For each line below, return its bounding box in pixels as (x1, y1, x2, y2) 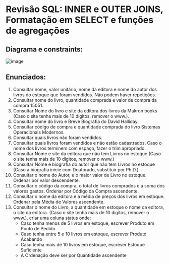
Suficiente (20, 247, 42, 253)
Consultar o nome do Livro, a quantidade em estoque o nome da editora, (13, 204, 164, 210)
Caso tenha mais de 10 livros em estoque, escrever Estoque (20, 241, 145, 247)
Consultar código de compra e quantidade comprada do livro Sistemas (13, 123, 160, 129)
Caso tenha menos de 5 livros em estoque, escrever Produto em (20, 220, 154, 226)
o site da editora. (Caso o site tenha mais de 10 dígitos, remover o (13, 209, 149, 215)
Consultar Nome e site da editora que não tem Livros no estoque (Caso (13, 150, 161, 157)
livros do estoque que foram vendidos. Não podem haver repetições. (13, 92, 156, 98)
